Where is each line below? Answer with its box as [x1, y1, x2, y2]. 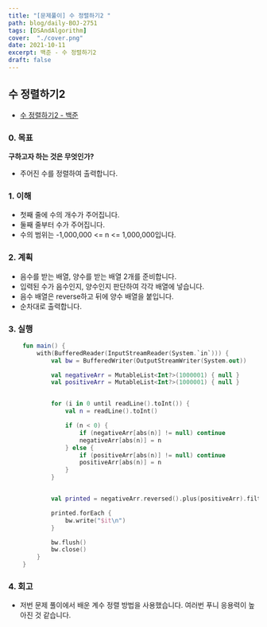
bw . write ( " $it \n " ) [64, 516, 126, 524]
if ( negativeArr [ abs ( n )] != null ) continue [79, 429, 226, 437]
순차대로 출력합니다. [19, 301, 82, 311]
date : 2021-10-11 [8, 41, 66, 49]
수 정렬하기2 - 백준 [19, 110, 79, 120]
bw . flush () [50, 539, 87, 547]
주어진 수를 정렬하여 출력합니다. [19, 168, 118, 178]
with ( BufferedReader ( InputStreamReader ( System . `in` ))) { [37, 349, 229, 357]
